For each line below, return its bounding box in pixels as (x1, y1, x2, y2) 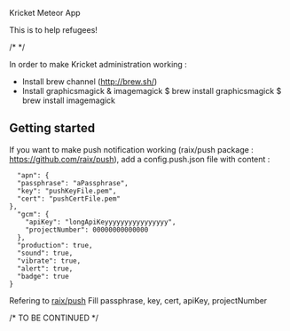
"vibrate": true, (17, 256, 82, 265)
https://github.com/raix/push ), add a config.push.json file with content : (9, 154, 270, 164)
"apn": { (17, 170, 50, 180)
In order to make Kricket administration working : (9, 59, 188, 69)
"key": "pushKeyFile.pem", (17, 186, 117, 195)
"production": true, (17, 240, 93, 249)
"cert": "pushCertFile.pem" (17, 194, 121, 203)
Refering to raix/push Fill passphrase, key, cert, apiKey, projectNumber (9, 295, 268, 305)
